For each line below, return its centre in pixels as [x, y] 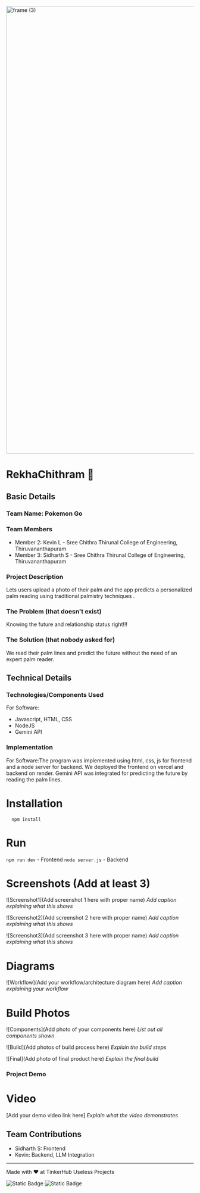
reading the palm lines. [34, 779]
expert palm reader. [30, 659]
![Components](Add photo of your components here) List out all [84, 1029]
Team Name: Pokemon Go [44, 513]
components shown [30, 1036]
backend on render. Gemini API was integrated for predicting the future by [97, 773]
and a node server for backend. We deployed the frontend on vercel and [95, 767]
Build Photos [38, 1013]
